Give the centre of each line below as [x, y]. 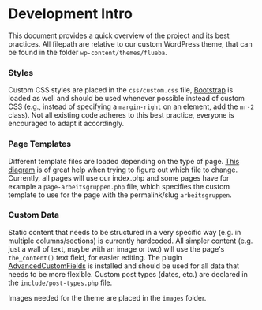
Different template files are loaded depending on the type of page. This [124, 161]
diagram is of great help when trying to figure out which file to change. [123, 170]
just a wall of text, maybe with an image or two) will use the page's [116, 248]
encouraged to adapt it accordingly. [66, 124]
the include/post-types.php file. [60, 282]
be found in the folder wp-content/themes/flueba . [88, 52]
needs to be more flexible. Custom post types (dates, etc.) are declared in [128, 274]
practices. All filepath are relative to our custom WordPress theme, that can [130, 43]
